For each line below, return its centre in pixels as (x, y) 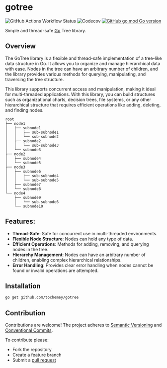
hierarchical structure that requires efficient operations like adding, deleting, (83, 105)
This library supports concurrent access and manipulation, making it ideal (80, 89)
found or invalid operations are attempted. (55, 271)
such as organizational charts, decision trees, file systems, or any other (78, 99)
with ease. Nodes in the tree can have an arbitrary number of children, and (82, 69)
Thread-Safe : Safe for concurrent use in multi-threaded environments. (85, 233)
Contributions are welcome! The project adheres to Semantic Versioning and (83, 325)
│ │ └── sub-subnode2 (32, 137)
